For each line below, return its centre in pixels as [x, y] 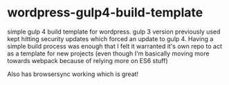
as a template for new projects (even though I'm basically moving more [108, 53]
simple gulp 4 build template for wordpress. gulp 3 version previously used [114, 32]
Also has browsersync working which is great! [73, 74]
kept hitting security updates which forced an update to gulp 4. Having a [110, 38]
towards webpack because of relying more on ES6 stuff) [88, 60]
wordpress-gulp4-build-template [105, 13]
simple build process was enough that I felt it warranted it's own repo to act [115, 46]
